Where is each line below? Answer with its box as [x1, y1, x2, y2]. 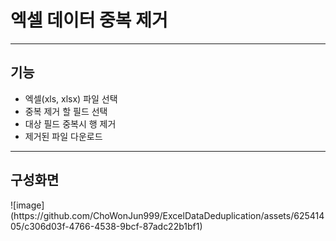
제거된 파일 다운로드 [24, 130, 103, 142]
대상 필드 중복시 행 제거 [24, 117, 117, 130]
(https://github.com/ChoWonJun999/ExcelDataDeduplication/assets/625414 [10, 209, 325, 221]
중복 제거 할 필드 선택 [24, 105, 108, 117]
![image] [10, 199, 45, 211]
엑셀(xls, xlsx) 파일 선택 [24, 92, 118, 105]
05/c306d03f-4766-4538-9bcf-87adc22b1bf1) [10, 220, 203, 232]
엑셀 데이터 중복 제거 [10, 9, 168, 32]
